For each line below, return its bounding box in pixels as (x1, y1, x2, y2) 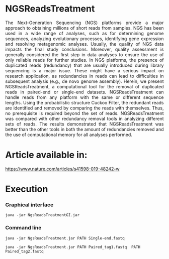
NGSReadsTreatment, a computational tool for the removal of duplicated (5, 83, 164, 89)
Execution (5, 184, 48, 195)
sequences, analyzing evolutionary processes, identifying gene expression (5, 36, 164, 42)
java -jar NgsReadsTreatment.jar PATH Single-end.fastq (5, 235, 125, 241)
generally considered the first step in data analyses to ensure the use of (5, 51, 164, 58)
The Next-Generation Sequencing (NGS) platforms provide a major (5, 20, 164, 26)
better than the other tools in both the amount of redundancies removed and (5, 126, 164, 132)
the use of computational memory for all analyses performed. (5, 132, 132, 138)
